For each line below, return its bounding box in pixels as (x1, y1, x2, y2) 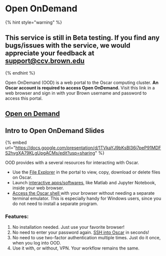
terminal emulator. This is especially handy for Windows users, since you (12, 195, 162, 201)
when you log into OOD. (12, 240, 61, 246)
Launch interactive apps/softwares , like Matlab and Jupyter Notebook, (12, 179, 156, 185)
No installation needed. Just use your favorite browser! (12, 224, 125, 230)
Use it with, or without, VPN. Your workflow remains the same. (12, 245, 140, 251)
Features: (5, 213, 29, 220)
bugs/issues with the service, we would (5, 42, 130, 50)
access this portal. (5, 95, 43, 101)
